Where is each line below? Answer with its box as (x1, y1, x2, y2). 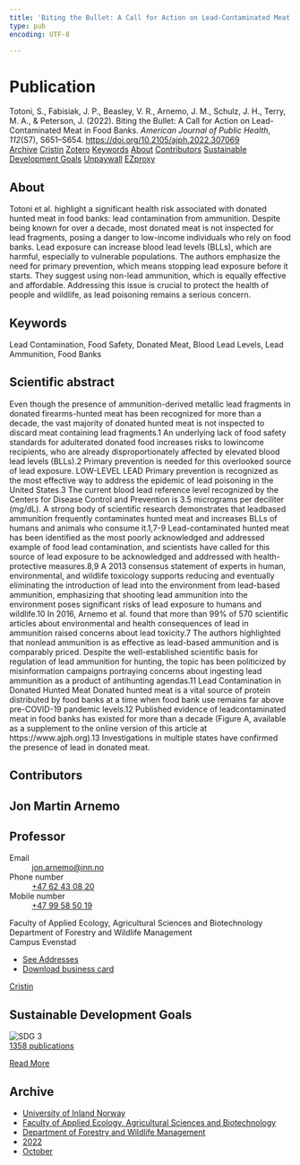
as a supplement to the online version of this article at (9, 723, 208, 733)
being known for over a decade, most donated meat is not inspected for (9, 223, 275, 233)
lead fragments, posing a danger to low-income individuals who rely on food (9, 232, 291, 243)
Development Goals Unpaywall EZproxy (9, 153, 156, 164)
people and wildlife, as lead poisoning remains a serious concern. (9, 289, 252, 301)
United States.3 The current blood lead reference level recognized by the (9, 484, 279, 495)
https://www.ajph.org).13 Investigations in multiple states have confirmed (9, 732, 279, 743)
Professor (9, 828, 65, 844)
